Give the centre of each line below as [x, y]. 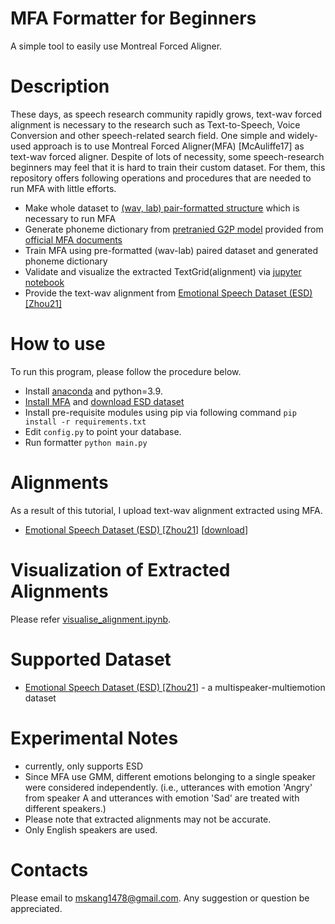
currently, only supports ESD [84, 766]
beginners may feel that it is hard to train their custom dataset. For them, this [168, 167]
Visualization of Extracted [120, 569]
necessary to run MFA [70, 218]
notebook [44, 282]
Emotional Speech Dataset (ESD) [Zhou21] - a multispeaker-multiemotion [175, 687]
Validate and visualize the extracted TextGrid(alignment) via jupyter [163, 271]
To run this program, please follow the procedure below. [126, 371]
